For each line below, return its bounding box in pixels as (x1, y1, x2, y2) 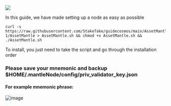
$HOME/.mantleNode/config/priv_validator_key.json (5, 71, 138, 78)
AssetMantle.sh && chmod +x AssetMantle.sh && (41, 33, 142, 38)
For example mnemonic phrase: (5, 84, 74, 90)
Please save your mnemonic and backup (5, 64, 108, 71)
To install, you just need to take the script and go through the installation (5, 46, 157, 52)
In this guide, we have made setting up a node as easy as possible (5, 14, 145, 20)
